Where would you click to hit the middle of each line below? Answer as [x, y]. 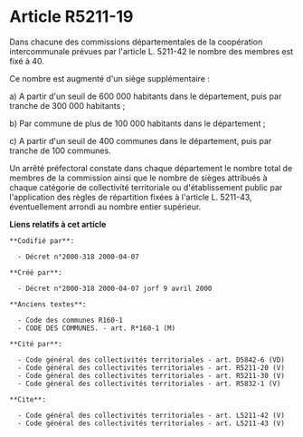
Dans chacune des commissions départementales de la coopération [136, 42]
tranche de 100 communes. [60, 151]
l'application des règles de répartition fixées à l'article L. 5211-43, [131, 197]
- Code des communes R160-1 [71, 320]
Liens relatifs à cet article [58, 224]
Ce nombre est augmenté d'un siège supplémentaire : [110, 78]
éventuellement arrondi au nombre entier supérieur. [105, 207]
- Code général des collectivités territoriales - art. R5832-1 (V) [149, 384]
